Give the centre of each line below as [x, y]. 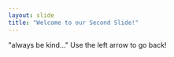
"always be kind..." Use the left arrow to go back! [87, 45]
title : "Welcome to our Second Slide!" [74, 23]
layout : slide [31, 15]
